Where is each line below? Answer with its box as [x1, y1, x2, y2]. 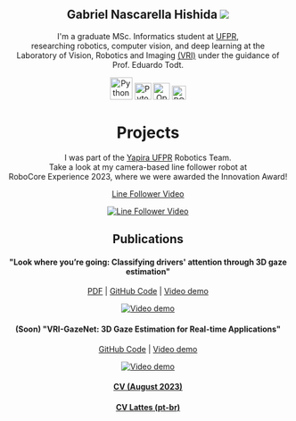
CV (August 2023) [113, 382, 183, 392]
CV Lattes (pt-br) [115, 401, 181, 412]
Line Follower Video [111, 188, 185, 199]
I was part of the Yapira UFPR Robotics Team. [64, 152, 232, 163]
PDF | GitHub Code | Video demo [86, 286, 210, 297]
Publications [112, 232, 184, 247]
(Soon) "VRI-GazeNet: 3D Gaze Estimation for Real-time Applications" [15, 324, 281, 334]
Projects [116, 122, 180, 142]
